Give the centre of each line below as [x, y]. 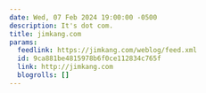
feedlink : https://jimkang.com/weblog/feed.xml [107, 50]
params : [24, 42]
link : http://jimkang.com [66, 67]
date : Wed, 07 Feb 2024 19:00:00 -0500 [83, 17]
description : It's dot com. [62, 26]
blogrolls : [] [43, 75]
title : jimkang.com [45, 34]
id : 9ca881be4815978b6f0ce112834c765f [90, 58]
